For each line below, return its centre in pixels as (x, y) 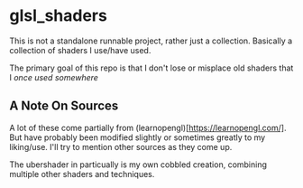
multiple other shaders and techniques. (82, 174)
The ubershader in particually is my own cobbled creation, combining (138, 164)
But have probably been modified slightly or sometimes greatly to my (138, 137)
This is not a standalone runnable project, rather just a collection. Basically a (151, 41)
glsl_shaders (59, 16)
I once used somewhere (54, 77)
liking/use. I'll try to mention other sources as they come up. (121, 146)
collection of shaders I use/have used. (80, 50)
